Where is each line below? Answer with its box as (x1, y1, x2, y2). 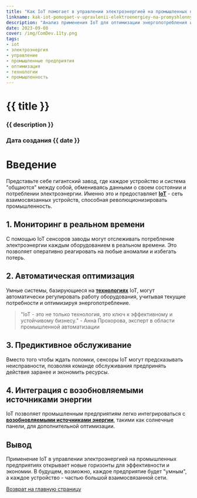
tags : (6, 36, 19, 42)
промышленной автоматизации (20, 323, 100, 330)
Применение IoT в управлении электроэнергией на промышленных (6, 456, 177, 463)
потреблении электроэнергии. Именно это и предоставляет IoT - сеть (6, 190, 184, 197)
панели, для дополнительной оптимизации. (6, 423, 116, 430)
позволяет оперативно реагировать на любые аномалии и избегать (6, 248, 177, 255)
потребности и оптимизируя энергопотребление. (6, 299, 131, 306)
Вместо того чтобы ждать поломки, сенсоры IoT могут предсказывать (6, 356, 184, 363)
